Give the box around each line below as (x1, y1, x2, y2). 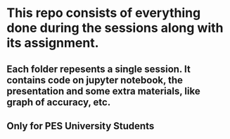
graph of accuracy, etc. (6, 96, 111, 108)
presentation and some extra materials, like (6, 85, 201, 97)
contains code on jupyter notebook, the (6, 74, 184, 86)
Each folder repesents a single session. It (6, 63, 191, 75)
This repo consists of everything (6, 5, 201, 21)
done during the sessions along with (6, 20, 224, 36)
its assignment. (6, 35, 99, 51)
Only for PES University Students (6, 120, 155, 132)
